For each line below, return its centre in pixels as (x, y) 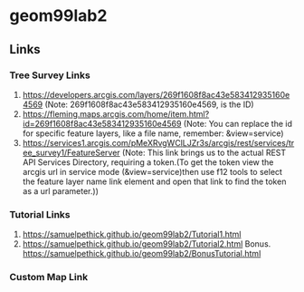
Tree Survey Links (50, 75)
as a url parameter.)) (61, 190)
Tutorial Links (40, 214)
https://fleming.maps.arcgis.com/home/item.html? (116, 113)
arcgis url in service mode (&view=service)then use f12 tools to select (152, 171)
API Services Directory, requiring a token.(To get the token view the (148, 162)
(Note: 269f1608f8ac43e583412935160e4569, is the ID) (150, 104)
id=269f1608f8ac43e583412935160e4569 (102, 123)
